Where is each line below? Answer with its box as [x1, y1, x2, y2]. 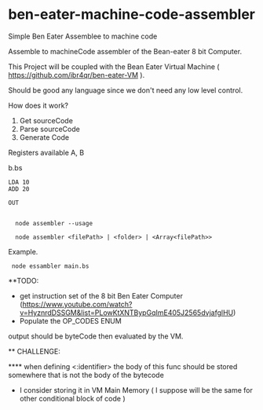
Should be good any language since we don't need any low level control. [8, 85, 243, 95]
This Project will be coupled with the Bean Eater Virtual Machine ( [8, 61, 220, 71]
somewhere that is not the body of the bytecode [8, 370, 165, 379]
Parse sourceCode [19, 124, 80, 134]
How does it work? [8, 101, 69, 110]
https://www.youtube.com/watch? [22, 299, 133, 309]
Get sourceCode [19, 115, 73, 125]
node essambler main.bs [11, 262, 89, 270]
